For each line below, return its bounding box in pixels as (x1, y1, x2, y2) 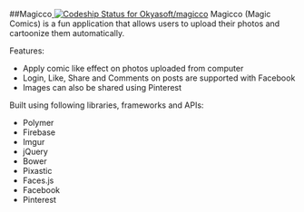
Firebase (22, 127, 56, 138)
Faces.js (22, 175, 54, 186)
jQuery (22, 146, 48, 157)
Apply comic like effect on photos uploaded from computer (22, 63, 244, 73)
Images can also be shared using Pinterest (22, 82, 182, 92)
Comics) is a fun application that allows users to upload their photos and (9, 18, 280, 29)
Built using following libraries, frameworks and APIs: (9, 100, 204, 111)
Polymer (22, 118, 54, 128)
